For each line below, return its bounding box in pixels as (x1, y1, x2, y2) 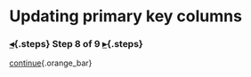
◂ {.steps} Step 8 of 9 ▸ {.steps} (9, 38, 144, 50)
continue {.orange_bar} (9, 58, 93, 68)
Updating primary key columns (9, 6, 243, 27)
